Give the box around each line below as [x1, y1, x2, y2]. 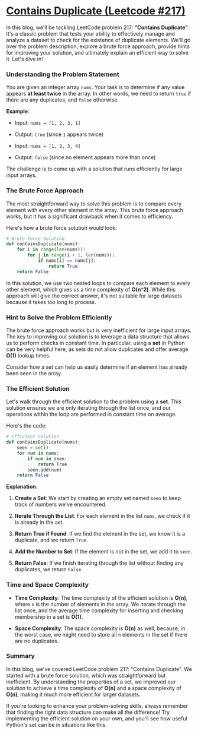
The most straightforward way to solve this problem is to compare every [6, 200, 182, 207]
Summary [6, 652, 35, 660]
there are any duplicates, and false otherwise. [6, 96, 119, 103]
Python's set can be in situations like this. [6, 721, 107, 728]
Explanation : [6, 483, 38, 491]
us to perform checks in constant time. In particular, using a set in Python [6, 339, 185, 346]
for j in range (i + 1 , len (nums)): [27, 252, 115, 258]
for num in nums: [17, 450, 60, 456]
